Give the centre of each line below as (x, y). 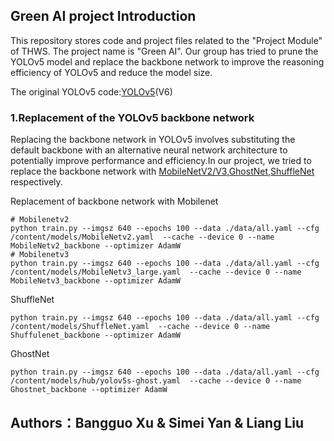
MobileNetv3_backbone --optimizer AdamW (96, 281)
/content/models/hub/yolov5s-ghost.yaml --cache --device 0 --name (156, 381)
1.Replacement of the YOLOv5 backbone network (132, 117)
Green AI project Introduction (103, 16)
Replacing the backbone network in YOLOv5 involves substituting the (153, 140)
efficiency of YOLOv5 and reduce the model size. (111, 72)
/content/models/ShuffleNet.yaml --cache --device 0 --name (140, 327)
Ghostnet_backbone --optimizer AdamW (89, 390)
